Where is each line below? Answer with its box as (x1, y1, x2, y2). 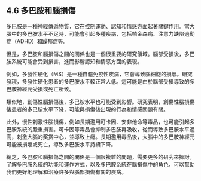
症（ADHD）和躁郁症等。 (6, 38, 69, 45)
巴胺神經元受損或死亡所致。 (6, 85, 75, 93)
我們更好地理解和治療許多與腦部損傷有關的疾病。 (6, 168, 127, 175)
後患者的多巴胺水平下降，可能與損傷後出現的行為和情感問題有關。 (6, 105, 169, 112)
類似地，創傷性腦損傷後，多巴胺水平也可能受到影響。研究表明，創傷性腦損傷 (6, 98, 195, 105)
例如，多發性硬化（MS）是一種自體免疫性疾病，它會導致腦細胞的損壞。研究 (6, 70, 193, 78)
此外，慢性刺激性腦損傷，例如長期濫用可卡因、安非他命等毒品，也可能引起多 (6, 118, 195, 125)
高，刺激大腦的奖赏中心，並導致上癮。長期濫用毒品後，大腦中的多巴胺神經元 (6, 133, 195, 140)
